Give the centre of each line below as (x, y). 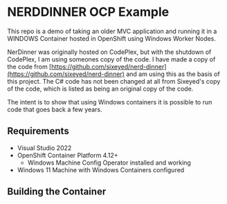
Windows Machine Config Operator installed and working (109, 163)
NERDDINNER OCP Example (88, 12)
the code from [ (29, 66)
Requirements (38, 131)
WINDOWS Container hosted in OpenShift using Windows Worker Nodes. (112, 38)
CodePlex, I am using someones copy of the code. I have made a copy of (111, 59)
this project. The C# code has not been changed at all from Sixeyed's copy (114, 81)
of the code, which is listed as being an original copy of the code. (100, 89)
